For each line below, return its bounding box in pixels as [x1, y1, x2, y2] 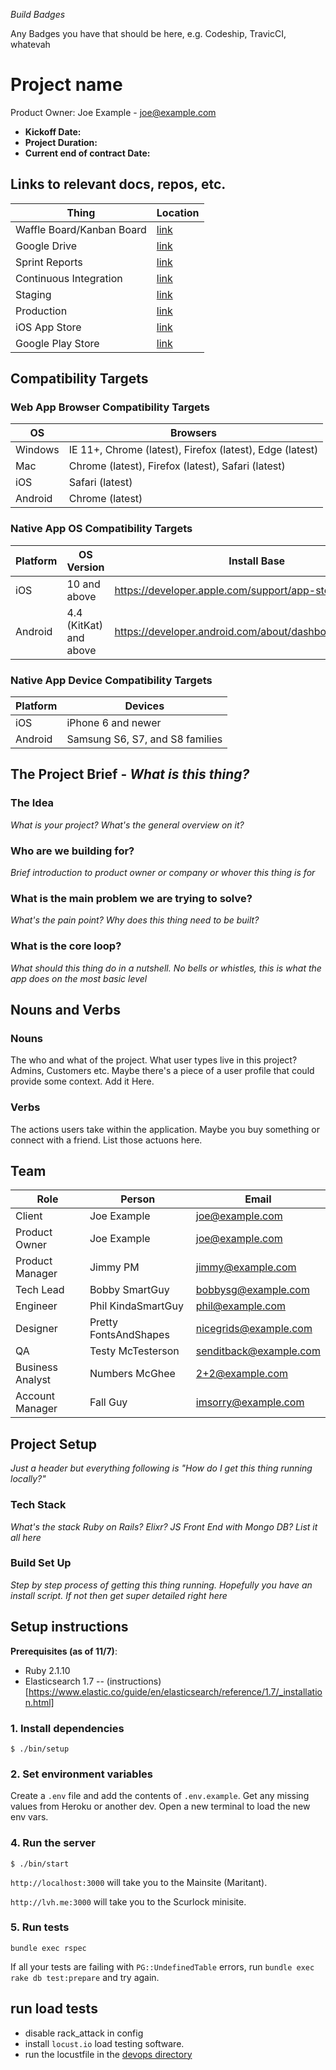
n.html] [24, 1696, 55, 1708]
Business [15, 1360, 58, 1374]
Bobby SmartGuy [89, 1283, 170, 1297]
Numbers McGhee [89, 1367, 176, 1381]
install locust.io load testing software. [24, 2037, 185, 2049]
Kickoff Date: [24, 125, 82, 138]
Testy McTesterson [89, 1344, 180, 1358]
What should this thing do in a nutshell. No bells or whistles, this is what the [10, 962, 322, 974]
